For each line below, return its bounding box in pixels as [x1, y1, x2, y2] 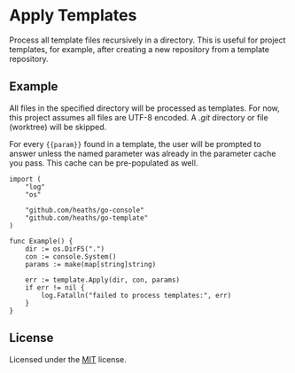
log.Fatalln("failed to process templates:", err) [41, 291, 232, 299]
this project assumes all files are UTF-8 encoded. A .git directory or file [9, 112, 268, 122]
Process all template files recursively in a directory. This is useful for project [9, 35, 286, 45]
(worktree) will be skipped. [9, 121, 107, 132]
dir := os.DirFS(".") [25, 245, 105, 253]
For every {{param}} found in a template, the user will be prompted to [9, 138, 261, 149]
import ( [9, 175, 42, 183]
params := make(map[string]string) [25, 260, 157, 268]
